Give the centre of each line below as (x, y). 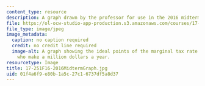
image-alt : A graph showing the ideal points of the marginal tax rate (105, 51)
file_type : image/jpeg (35, 29)
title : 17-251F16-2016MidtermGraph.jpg (57, 68)
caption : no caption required (50, 40)
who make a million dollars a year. (64, 57)
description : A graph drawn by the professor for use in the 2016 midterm (103, 18)
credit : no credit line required (54, 46)
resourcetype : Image (33, 62)
